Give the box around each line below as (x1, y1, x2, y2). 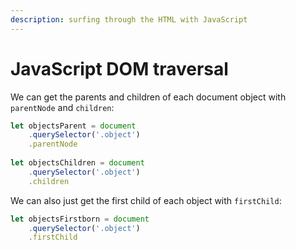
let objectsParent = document (10, 121, 137, 131)
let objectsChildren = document (10, 158, 145, 168)
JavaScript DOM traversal (10, 57, 229, 80)
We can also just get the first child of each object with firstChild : (10, 194, 282, 206)
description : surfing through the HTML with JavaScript (10, 14, 248, 25)
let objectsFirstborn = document (10, 214, 150, 224)
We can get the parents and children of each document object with (10, 91, 287, 103)
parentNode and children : (10, 101, 115, 113)
